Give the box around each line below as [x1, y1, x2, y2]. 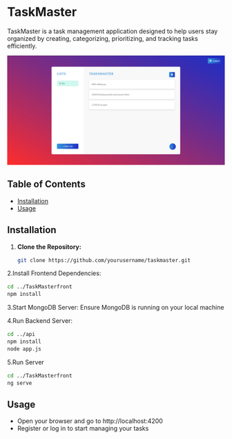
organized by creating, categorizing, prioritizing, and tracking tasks [7, 34, 198, 42]
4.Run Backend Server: [7, 317, 73, 325]
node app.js [7, 345, 41, 353]
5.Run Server [7, 357, 45, 366]
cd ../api [7, 331, 36, 338]
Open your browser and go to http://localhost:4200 [17, 417, 164, 425]
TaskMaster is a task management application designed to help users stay [7, 27, 218, 35]
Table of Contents [7, 178, 86, 190]
